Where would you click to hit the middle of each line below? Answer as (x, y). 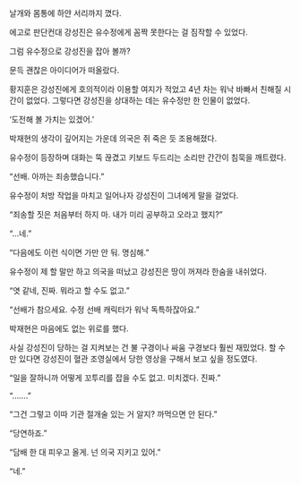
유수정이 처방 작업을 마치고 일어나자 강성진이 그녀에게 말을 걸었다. (124, 196)
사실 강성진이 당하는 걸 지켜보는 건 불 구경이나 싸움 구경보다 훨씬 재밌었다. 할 (143, 348)
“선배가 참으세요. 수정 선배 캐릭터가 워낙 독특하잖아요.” (104, 310)
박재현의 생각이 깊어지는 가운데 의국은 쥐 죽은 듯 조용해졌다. (113, 138)
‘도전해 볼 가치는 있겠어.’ (52, 119)
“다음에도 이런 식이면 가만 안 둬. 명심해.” (79, 252)
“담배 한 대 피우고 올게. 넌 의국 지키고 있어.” (85, 452)
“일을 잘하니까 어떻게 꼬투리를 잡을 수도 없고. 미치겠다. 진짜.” (115, 378)
